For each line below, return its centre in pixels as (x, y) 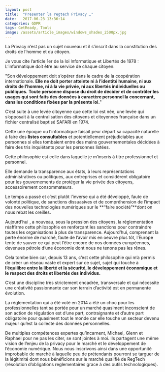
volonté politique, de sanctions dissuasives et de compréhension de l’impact (82, 202)
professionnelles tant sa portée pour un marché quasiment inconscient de (80, 308)
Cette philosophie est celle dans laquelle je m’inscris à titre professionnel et (82, 157)
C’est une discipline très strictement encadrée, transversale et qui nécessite (82, 283)
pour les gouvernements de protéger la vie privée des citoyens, (69, 182)
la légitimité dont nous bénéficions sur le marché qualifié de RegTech (75, 359)
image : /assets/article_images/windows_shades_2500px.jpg (66, 32)
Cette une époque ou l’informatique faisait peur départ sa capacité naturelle (82, 131)
